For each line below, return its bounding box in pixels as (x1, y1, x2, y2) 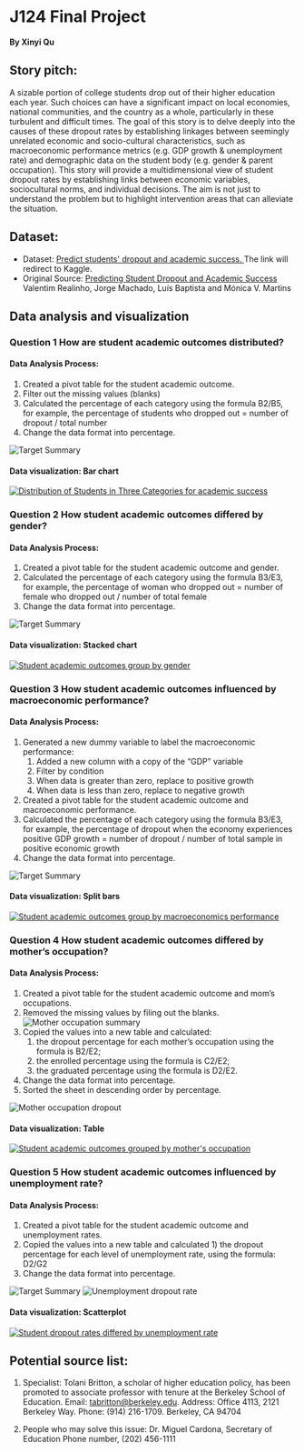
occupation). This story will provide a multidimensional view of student (9, 164, 274, 175)
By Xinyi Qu (9, 36, 54, 47)
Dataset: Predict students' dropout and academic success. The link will (22, 253, 289, 265)
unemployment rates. (22, 1229, 103, 1240)
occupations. (22, 997, 73, 1008)
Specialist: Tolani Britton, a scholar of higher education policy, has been (22, 1378, 290, 1388)
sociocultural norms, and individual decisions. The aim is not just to (9, 184, 261, 195)
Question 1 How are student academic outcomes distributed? (9, 336, 284, 348)
